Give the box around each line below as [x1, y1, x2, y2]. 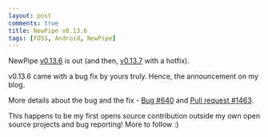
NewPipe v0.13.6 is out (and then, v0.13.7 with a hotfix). [8, 56, 190, 66]
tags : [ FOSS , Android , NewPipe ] [8, 34, 116, 42]
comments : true [8, 19, 59, 27]
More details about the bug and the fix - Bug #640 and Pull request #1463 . [8, 95, 254, 105]
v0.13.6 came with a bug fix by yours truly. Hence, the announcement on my [8, 71, 258, 81]
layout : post [8, 11, 52, 20]
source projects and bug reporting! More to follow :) [8, 119, 179, 129]
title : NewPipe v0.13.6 [8, 26, 88, 34]
